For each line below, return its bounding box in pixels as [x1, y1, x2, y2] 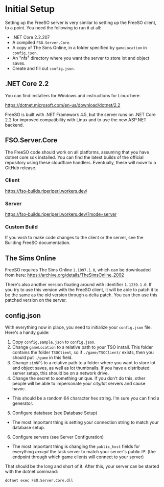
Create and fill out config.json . [12, 65, 75, 71]
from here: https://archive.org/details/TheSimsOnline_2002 [5, 272, 124, 278]
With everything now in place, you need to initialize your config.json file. [5, 324, 152, 331]
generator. [12, 400, 33, 406]
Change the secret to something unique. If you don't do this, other [12, 376, 146, 381]
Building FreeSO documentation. [5, 240, 70, 245]
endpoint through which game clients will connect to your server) [12, 454, 144, 460]
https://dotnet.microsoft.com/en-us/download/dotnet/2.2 [5, 102, 121, 108]
